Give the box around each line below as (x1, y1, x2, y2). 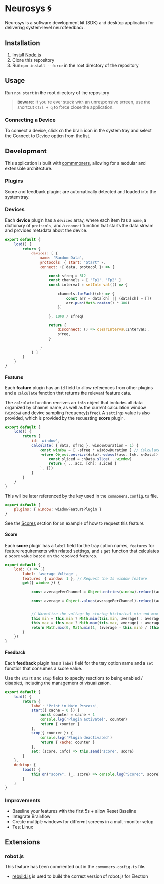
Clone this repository (12, 57, 55, 63)
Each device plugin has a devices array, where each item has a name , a (5, 217, 146, 223)
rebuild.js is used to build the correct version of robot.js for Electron (12, 873, 148, 879)
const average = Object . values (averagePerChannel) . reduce (31, 598, 152, 603)
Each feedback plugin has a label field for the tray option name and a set (5, 660, 154, 666)
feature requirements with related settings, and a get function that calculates (5, 548, 159, 554)
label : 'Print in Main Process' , (31, 703, 99, 708)
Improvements (5, 797, 41, 804)
